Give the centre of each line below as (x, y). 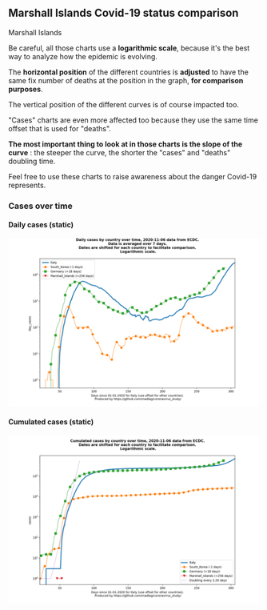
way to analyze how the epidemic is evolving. (83, 56)
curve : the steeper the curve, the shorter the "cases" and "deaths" (120, 152)
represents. (27, 185)
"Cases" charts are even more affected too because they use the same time (133, 120)
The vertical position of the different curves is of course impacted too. (124, 104)
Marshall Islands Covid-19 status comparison (124, 13)
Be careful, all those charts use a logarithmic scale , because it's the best (129, 48)
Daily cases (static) (41, 225)
